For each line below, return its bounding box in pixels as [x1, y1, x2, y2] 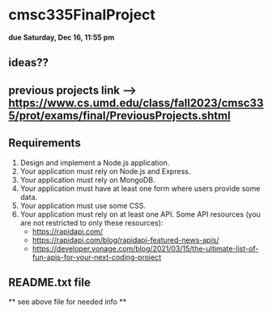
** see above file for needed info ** [8, 297, 127, 307]
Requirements [8, 136, 81, 150]
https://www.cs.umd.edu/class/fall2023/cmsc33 [8, 95, 264, 110]
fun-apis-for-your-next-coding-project [32, 252, 162, 262]
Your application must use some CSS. [19, 201, 147, 210]
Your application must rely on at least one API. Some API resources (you [19, 209, 261, 219]
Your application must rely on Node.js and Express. [19, 166, 191, 176]
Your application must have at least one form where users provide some [19, 184, 261, 193]
